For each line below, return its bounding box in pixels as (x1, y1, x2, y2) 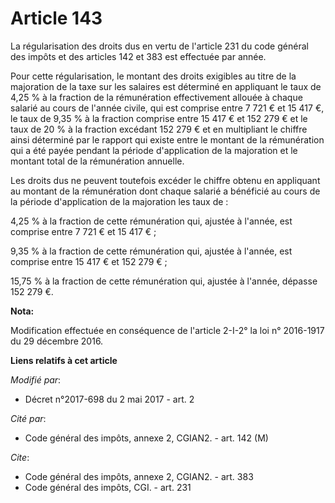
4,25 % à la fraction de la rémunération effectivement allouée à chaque (10, 91, 303, 103)
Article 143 (10, 7, 103, 30)
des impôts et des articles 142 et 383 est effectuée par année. (10, 50, 267, 62)
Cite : (10, 451, 30, 463)
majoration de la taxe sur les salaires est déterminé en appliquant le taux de (10, 80, 322, 92)
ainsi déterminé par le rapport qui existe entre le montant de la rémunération (10, 133, 325, 146)
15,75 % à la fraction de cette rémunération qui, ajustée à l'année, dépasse (10, 275, 318, 287)
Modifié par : (10, 373, 62, 386)
